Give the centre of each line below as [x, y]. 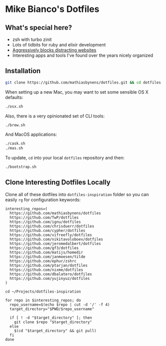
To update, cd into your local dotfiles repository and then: [65, 158]
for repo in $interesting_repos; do [43, 300]
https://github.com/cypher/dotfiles [47, 231]
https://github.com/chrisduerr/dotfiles [52, 226]
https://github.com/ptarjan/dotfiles [49, 265]
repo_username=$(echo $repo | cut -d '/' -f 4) [60, 305]
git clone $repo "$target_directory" [53, 322]
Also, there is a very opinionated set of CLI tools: [55, 116]
